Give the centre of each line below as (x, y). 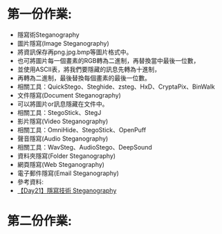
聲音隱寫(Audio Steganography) (63, 138)
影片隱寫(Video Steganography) (63, 121)
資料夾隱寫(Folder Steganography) (66, 156)
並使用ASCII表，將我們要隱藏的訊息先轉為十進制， (89, 69)
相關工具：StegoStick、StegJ (59, 112)
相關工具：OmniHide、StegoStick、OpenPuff (82, 129)
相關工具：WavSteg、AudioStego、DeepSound (84, 147)
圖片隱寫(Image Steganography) (63, 43)
